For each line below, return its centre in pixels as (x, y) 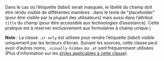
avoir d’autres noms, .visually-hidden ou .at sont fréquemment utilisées (79, 48)
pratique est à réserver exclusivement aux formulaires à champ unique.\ (78, 28)
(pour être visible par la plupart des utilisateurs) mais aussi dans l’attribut (79, 17)
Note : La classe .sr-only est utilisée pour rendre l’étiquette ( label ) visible (80, 37)
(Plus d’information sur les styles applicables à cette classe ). (66, 53)
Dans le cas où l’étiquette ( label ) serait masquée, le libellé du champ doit (79, 7)
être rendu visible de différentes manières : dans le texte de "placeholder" (80, 12)
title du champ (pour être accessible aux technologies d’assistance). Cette (82, 23)
